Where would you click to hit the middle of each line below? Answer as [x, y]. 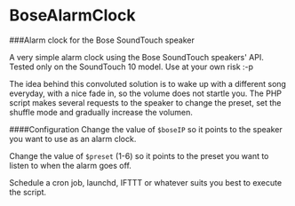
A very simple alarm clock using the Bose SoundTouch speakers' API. [136, 57]
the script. [28, 192]
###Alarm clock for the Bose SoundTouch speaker [102, 40]
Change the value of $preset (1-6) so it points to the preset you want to [139, 155]
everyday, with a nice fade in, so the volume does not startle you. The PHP [146, 93]
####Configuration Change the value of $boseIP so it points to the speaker [146, 129]
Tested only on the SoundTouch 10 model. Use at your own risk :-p [132, 67]
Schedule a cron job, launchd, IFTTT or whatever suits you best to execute [146, 182]
